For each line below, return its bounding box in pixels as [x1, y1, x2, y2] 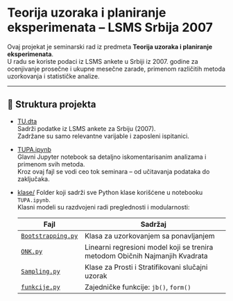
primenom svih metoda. [17, 160, 85, 168]
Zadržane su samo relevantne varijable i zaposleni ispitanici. [17, 132, 189, 140]
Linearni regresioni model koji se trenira [84, 242, 214, 252]
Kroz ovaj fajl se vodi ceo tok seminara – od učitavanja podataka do [17, 167, 210, 175]
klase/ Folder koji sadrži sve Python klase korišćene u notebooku [17, 188, 203, 196]
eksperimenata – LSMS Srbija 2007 [7, 19, 214, 35]
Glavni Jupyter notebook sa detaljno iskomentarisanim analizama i [17, 153, 207, 161]
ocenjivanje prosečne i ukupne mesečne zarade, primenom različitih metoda [7, 64, 225, 73]
